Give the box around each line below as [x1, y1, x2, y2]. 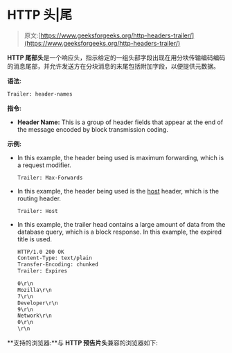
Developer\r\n [17, 300, 58, 307]
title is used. [17, 234, 52, 243]
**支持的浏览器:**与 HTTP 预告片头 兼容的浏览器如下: [7, 338, 158, 347]
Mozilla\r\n [17, 286, 52, 293]
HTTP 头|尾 [7, 7, 73, 23]
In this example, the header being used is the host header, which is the [17, 187, 220, 195]
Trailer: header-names [7, 90, 73, 98]
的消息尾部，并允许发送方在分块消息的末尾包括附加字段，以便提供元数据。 [7, 62, 220, 70]
